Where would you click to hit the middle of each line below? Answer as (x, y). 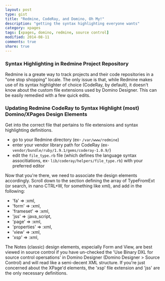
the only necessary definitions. (36, 273)
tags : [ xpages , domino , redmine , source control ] (57, 33)
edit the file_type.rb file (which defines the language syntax (74, 155)
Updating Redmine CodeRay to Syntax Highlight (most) (72, 108)
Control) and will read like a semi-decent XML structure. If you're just (75, 263)
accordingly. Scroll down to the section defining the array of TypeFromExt (80, 181)
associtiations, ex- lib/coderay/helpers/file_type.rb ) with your (77, 161)
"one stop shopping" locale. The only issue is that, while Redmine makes (79, 79)
